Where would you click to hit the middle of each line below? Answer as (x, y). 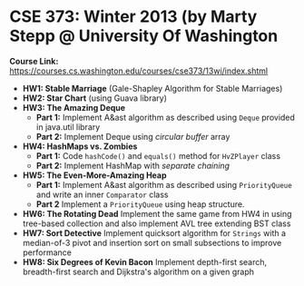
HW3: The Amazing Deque (74, 107)
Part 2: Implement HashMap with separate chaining (132, 165)
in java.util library (68, 127)
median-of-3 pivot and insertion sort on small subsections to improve (152, 242)
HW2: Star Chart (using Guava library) (95, 98)
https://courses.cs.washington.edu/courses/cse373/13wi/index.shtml (139, 71)
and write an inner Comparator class (102, 194)
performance (47, 252)
